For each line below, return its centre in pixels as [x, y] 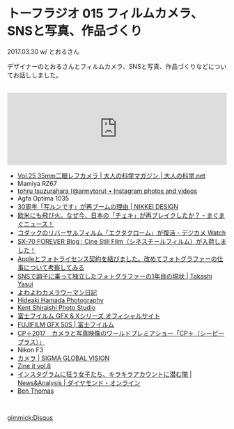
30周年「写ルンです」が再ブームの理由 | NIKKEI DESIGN [98, 206]
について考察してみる [54, 267]
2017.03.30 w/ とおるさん [44, 52]
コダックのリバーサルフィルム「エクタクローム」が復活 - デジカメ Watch [122, 233]
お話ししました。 [38, 75]
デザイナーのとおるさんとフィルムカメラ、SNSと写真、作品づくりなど [108, 66]
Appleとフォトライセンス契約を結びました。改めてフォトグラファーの [117, 258]
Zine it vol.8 [34, 366]
